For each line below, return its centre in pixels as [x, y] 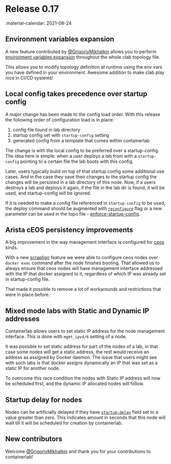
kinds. [12, 248]
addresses [22, 319]
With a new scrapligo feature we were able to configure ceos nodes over [82, 258]
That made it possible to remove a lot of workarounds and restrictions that [83, 289]
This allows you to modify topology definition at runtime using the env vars [84, 67]
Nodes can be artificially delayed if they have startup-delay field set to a [82, 412]
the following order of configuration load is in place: [60, 120]
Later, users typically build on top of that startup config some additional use [85, 171]
